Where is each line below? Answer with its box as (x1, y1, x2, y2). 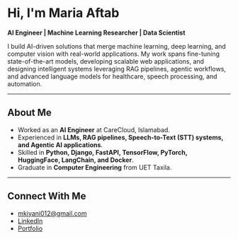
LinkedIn (17, 216, 43, 225)
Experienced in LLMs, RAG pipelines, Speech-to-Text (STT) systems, (17, 133, 224, 141)
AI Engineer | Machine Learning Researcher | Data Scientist (7, 28, 186, 37)
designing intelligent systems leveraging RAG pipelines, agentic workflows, (7, 64, 227, 73)
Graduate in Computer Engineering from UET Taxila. (17, 163, 172, 171)
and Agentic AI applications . (17, 140, 103, 149)
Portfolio (17, 224, 43, 233)
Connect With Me (7, 190, 86, 202)
